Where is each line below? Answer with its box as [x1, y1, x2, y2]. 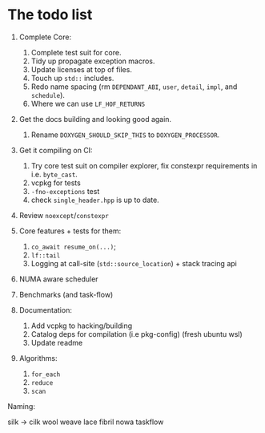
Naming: [7, 401, 35, 411]
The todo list [7, 6, 93, 24]
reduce [30, 378, 54, 386]
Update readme [30, 338, 83, 347]
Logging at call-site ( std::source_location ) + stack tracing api [30, 258, 237, 268]
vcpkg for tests [30, 178, 81, 188]
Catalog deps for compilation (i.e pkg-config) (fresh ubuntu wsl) [30, 329, 243, 338]
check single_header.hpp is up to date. [30, 195, 159, 204]
